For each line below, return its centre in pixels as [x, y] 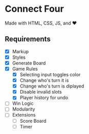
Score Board [33, 121]
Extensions [24, 115]
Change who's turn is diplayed [52, 86]
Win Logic [23, 103]
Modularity [24, 109]
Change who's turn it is [44, 80]
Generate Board [29, 63]
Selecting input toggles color [50, 74]
